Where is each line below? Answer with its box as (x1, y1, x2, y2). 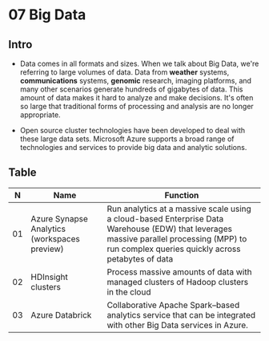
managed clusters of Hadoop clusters (106, 276, 249, 287)
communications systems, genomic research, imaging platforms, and (19, 76, 252, 85)
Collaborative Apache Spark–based (106, 299, 240, 311)
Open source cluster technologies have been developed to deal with (19, 126, 246, 135)
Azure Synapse (30, 213, 88, 224)
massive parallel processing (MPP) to (106, 233, 247, 244)
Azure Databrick (30, 309, 92, 320)
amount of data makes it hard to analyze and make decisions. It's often (19, 93, 254, 102)
